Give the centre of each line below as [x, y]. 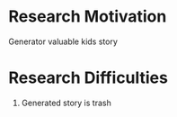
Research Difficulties [88, 78]
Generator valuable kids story [63, 41]
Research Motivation [88, 17]
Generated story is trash [66, 103]
